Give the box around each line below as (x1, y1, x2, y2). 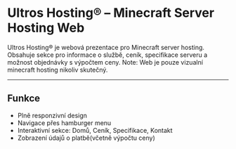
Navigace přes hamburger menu (17, 118, 112, 127)
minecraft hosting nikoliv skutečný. (7, 65, 108, 74)
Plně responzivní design (17, 111, 88, 119)
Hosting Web (7, 20, 85, 36)
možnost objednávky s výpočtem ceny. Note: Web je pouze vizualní (7, 58, 204, 66)
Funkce (7, 93, 41, 105)
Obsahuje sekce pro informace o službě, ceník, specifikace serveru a (7, 51, 208, 59)
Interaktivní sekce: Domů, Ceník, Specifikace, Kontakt (17, 126, 173, 134)
